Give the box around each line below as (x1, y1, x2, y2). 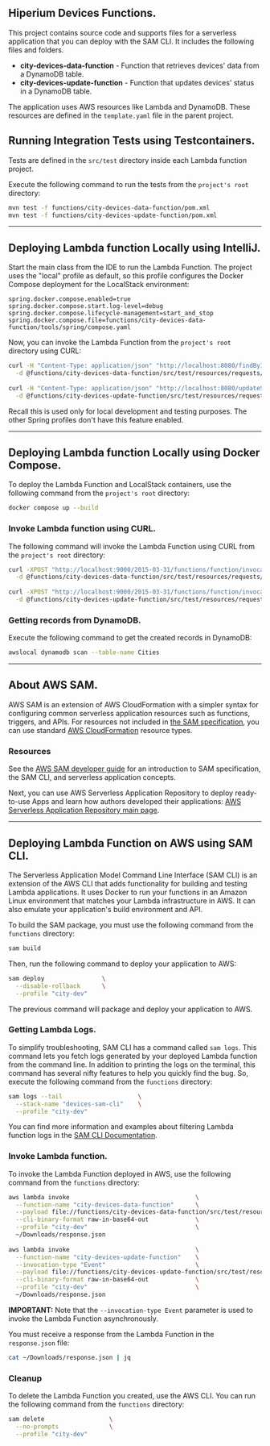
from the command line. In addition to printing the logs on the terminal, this (8, 1060, 256, 1069)
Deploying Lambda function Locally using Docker (8, 445, 260, 459)
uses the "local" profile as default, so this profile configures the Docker (8, 271, 243, 281)
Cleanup (8, 1373, 43, 1384)
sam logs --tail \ (8, 1092, 142, 1100)
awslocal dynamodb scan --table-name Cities (8, 648, 160, 656)
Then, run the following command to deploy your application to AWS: (8, 959, 237, 969)
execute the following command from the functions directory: (8, 1077, 213, 1086)
